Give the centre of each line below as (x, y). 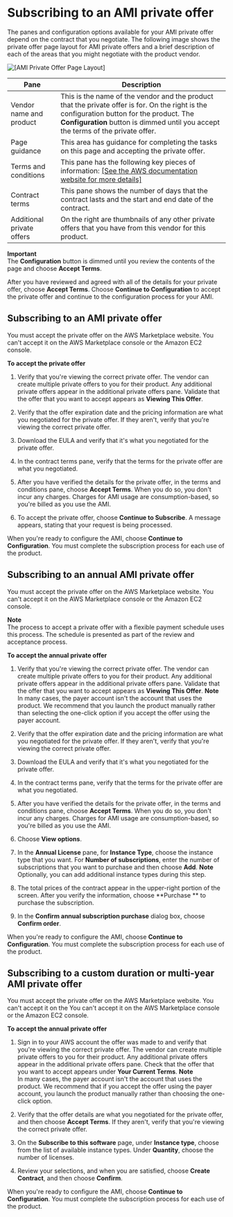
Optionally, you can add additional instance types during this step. (112, 874)
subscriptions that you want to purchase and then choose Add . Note (115, 867)
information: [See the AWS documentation (129, 170)
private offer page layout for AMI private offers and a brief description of (111, 46)
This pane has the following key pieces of (128, 162)
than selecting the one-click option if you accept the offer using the (113, 712)
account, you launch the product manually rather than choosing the (113, 1094)
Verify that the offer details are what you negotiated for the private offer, (120, 1114)
